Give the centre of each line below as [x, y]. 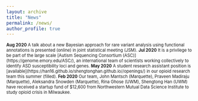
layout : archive [26, 12]
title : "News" [24, 17]
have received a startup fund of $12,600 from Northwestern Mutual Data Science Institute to [98, 87]
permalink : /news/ [29, 23]
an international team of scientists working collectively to [132, 61]
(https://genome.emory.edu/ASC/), [41, 61]
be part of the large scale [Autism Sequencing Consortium [64, 56]
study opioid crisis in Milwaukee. [39, 93]
